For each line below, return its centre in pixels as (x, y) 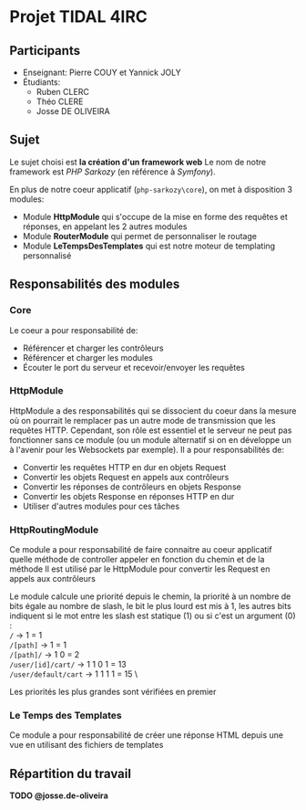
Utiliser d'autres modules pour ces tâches (101, 506)
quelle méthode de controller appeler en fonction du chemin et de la (137, 560)
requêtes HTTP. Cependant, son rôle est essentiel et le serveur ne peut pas (151, 430)
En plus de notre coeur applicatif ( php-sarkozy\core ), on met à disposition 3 (151, 189)
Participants (45, 51)
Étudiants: (41, 82)
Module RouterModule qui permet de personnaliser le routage (140, 236)
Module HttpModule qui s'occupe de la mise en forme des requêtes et (155, 216)
